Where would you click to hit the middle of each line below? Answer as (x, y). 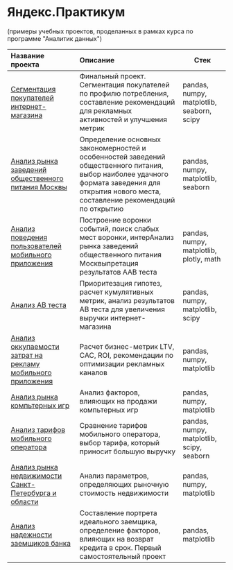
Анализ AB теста (39, 304)
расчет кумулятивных (116, 292)
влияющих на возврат (116, 539)
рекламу (25, 363)
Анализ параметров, (114, 476)
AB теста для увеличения (122, 309)
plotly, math (202, 259)
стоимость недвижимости (124, 493)
